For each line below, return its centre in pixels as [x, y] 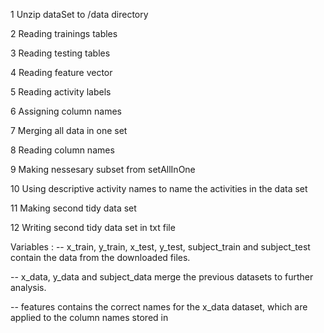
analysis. [28, 287]
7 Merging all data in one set [69, 130]
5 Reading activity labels [61, 92]
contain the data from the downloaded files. [100, 257]
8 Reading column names [62, 150]
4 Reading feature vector [61, 72]
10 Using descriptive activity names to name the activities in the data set [159, 188]
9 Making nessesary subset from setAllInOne [103, 169]
